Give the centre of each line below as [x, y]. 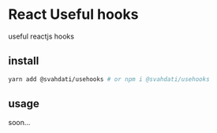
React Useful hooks [73, 15]
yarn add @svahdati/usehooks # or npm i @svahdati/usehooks [109, 79]
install [24, 61]
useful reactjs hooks [41, 36]
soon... [19, 123]
